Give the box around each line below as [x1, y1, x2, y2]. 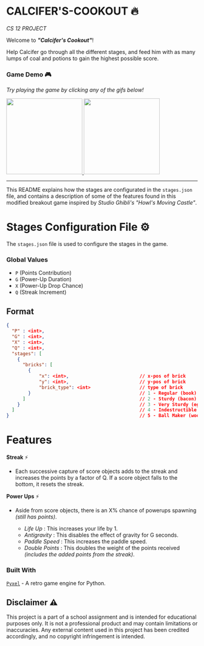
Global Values [6, 256, 49, 264]
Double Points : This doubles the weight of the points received [24, 545, 180, 552]
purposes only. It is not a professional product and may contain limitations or [6, 620, 198, 627]
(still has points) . [15, 513, 57, 520]
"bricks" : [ [22, 362, 53, 368]
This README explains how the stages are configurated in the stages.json [6, 186, 192, 194]
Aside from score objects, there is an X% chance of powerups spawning [15, 507, 197, 514]
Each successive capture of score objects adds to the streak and [15, 467, 178, 475]
